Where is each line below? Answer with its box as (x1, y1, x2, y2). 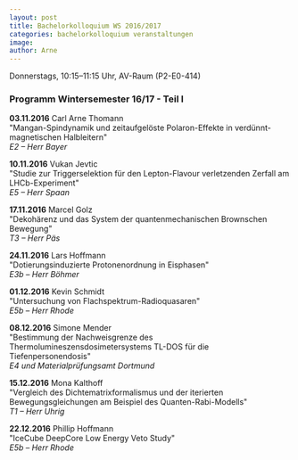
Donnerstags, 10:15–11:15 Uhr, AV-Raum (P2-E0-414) (9, 70, 201, 81)
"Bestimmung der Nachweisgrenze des (9, 332, 153, 343)
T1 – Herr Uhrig (9, 407, 65, 417)
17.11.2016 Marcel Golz (9, 204, 93, 215)
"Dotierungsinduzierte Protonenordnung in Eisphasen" (9, 259, 210, 270)
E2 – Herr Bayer (9, 142, 68, 152)
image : (9, 37, 34, 47)
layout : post (9, 12, 58, 22)
